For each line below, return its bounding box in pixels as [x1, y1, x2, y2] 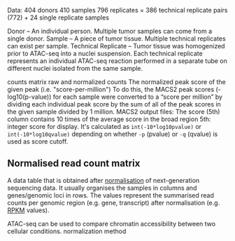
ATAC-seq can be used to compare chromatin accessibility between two [7, 219, 215, 228]
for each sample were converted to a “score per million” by [52, 92, 222, 101]
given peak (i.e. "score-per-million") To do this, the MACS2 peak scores [7, 85, 215, 93]
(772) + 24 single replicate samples [7, 13, 110, 22]
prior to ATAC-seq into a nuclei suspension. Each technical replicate [7, 49, 203, 57]
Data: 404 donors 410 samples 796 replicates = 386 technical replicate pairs [7, 6, 229, 14]
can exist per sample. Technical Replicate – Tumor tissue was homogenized [7, 42, 225, 50]
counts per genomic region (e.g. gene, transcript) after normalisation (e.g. [7, 198, 220, 207]
